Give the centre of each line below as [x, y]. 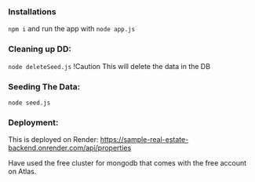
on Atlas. [22, 172]
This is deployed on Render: [53, 140]
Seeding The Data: [44, 86]
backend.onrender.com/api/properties [70, 148]
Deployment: [33, 122]
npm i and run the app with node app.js [72, 29]
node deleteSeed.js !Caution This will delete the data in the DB [109, 66]
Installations [32, 12]
